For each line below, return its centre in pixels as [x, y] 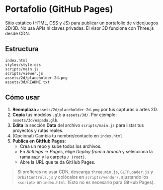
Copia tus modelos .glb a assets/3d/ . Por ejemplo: [64, 115]
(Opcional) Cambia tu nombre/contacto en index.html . [68, 135]
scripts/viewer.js [24, 73]
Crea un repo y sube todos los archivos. [61, 146]
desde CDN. [18, 33]
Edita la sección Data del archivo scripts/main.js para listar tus [78, 125]
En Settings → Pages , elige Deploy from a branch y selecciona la [86, 151]
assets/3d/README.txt [28, 82]
